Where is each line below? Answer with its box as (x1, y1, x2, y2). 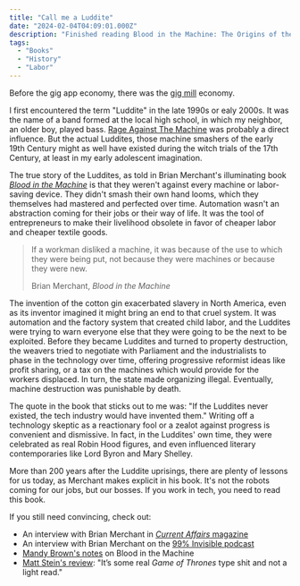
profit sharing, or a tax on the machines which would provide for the (9, 364, 260, 375)
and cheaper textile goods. (9, 226, 109, 237)
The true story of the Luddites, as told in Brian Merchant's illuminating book (9, 169, 287, 180)
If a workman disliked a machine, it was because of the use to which (30, 243, 283, 255)
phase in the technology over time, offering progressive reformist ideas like (9, 354, 286, 365)
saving (9, 189, 34, 200)
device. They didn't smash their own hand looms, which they (35, 189, 259, 200)
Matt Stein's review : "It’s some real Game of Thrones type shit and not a (21, 556, 287, 568)
